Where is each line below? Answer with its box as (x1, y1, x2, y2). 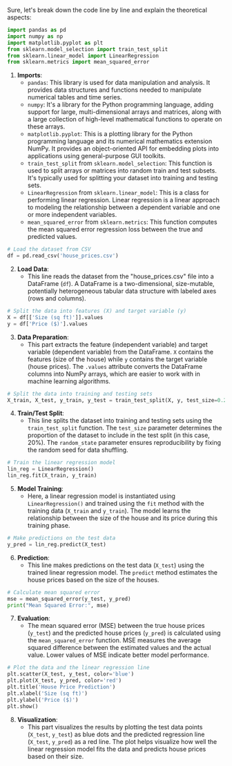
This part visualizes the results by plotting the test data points (27, 722, 203, 731)
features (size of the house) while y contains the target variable (27, 355, 208, 363)
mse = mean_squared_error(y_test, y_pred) (7, 595, 131, 602)
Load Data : (17, 265, 50, 273)
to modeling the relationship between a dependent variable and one (27, 203, 221, 211)
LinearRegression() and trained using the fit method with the (27, 499, 205, 507)
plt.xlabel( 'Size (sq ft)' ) (7, 690, 88, 697)
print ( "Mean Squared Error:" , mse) (7, 602, 110, 609)
